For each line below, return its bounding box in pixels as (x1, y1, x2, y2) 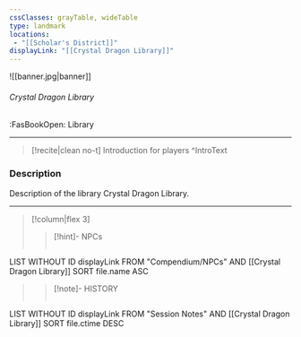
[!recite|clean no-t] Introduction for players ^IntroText (30, 145, 228, 156)
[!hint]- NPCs (53, 230, 103, 242)
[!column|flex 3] (30, 213, 90, 224)
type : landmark (9, 22, 66, 30)
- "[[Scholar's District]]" (13, 38, 118, 48)
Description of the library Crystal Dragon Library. (9, 187, 190, 198)
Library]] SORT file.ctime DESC (9, 317, 125, 328)
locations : (9, 30, 50, 39)
